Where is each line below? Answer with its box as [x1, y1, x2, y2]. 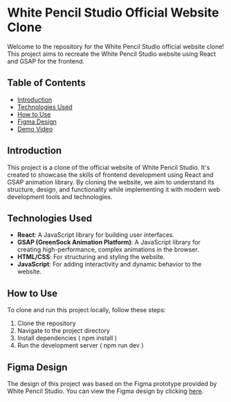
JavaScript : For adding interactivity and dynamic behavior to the [17, 260, 202, 269]
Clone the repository [17, 319, 76, 327]
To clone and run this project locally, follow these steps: [7, 306, 166, 314]
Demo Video [17, 124, 53, 133]
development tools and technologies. [7, 192, 113, 201]
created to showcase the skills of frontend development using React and [7, 171, 214, 179]
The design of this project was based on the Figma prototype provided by [7, 380, 217, 387]
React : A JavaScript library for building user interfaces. [17, 231, 175, 239]
